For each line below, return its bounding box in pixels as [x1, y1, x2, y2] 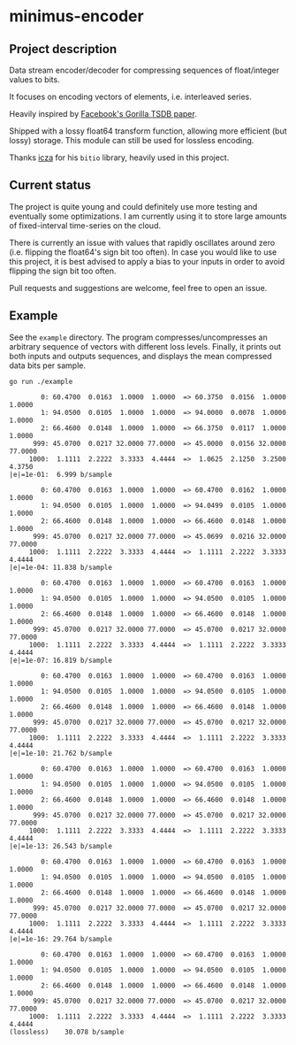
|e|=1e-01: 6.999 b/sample [9, 470, 113, 479]
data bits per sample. [9, 360, 87, 371]
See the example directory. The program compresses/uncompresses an [9, 332, 268, 342]
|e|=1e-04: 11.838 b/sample [9, 563, 113, 572]
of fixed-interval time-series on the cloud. [9, 219, 162, 231]
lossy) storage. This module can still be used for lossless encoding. [9, 135, 254, 145]
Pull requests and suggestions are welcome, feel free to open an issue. [9, 282, 268, 293]
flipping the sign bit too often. [9, 265, 117, 276]
